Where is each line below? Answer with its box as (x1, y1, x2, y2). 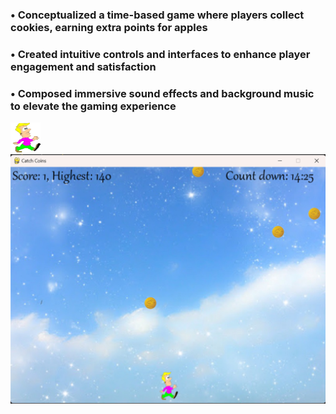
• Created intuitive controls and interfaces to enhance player (10, 47, 311, 61)
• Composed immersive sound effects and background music (10, 86, 315, 100)
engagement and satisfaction (10, 59, 157, 73)
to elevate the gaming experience (10, 99, 177, 113)
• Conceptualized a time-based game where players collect (10, 8, 305, 22)
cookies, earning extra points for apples (10, 20, 208, 34)
